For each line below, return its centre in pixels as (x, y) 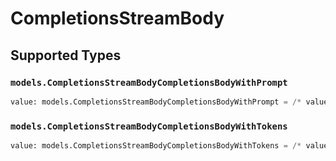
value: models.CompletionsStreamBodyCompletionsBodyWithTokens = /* (156, 146)
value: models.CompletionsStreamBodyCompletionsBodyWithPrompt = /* (156, 102)
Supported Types (66, 55)
